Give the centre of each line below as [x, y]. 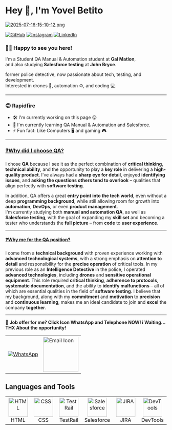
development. [20, 80]
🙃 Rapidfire [20, 106]
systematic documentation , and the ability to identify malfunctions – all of [85, 286]
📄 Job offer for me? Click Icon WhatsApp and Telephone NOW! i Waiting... [85, 322]
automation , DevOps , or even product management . [62, 206]
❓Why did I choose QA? [35, 151]
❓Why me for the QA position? [38, 240]
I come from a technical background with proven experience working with [84, 253]
